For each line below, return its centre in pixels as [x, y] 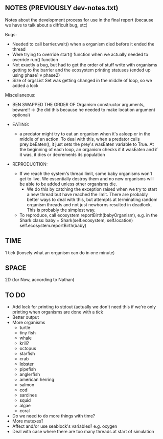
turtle [25, 328]
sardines [28, 395]
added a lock [25, 86]
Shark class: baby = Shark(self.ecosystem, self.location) [76, 220]
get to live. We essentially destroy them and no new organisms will [87, 178]
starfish [27, 353]
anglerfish [30, 374]
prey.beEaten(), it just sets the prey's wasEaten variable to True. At [87, 144]
